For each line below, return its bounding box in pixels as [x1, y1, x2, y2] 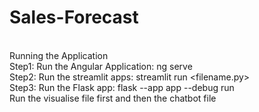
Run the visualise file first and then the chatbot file [9, 92, 217, 104]
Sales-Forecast [9, 6, 139, 29]
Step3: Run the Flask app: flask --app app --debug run [9, 81, 235, 93]
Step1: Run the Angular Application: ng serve [9, 60, 193, 72]
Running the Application [9, 49, 109, 61]
